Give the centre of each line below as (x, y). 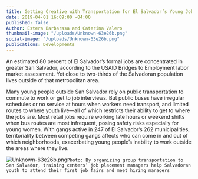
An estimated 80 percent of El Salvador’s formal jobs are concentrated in (94, 61)
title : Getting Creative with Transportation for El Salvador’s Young (95, 12)
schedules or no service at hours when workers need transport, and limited (98, 104)
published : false (27, 22)
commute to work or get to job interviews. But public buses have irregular (95, 97)
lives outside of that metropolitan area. (53, 80)
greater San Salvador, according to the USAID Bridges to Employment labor (98, 67)
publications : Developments (41, 45)
